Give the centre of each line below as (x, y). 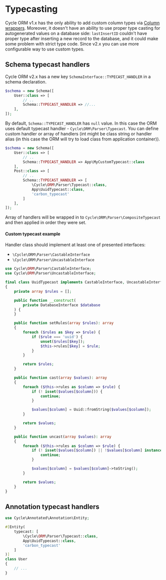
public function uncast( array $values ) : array (63, 437)
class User (16, 559)
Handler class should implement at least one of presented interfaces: (75, 245)
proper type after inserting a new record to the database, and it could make (82, 39)
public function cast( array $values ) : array (61, 378)
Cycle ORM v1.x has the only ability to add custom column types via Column (83, 23)
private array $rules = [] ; (43, 291)
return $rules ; (39, 364)
